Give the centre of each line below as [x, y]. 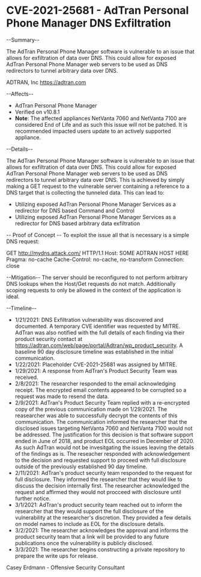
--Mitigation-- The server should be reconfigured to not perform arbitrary [97, 277]
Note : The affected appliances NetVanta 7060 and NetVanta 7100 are [100, 118]
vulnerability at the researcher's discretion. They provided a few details [103, 518]
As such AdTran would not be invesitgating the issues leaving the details [104, 447]
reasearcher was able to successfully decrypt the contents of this [96, 415]
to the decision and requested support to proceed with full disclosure [100, 460]
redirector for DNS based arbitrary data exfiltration [77, 223]
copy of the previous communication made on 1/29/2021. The [91, 409]
